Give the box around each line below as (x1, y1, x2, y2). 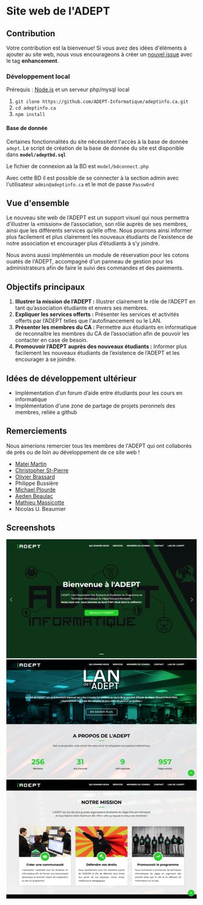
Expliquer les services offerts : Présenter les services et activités (14, 311, 179, 318)
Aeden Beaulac (14, 492, 53, 499)
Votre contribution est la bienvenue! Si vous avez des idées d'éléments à (6, 44, 187, 51)
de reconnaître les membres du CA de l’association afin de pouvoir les (14, 330, 190, 337)
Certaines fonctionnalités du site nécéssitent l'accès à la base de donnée (6, 138, 188, 145)
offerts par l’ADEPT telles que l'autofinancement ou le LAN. (14, 317, 162, 325)
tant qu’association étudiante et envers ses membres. (14, 304, 149, 312)
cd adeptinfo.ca (14, 105, 56, 111)
